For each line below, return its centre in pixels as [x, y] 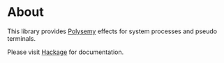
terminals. [22, 38]
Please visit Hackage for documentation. [66, 52]
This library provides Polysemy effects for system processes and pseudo [112, 31]
